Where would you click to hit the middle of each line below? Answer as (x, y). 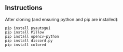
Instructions (24, 8)
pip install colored (26, 45)
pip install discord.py (29, 41)
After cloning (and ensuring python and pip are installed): (62, 19)
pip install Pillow (25, 32)
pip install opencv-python (32, 36)
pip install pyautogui (28, 28)
